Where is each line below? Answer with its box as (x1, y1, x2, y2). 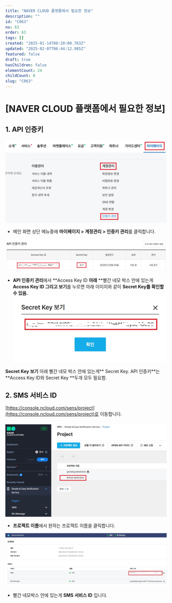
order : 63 (5, 30, 27, 35)
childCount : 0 (5, 73, 36, 79)
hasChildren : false (5, 62, 47, 68)
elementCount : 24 (5, 68, 42, 73)
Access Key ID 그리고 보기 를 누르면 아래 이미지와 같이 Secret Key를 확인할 (12, 283, 164, 289)
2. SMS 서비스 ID (5, 391, 57, 400)
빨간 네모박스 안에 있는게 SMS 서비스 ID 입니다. (12, 592, 107, 598)
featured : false (5, 51, 40, 56)
